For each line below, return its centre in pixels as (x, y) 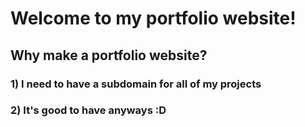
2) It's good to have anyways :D (88, 110)
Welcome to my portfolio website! (153, 18)
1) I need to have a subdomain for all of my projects (136, 84)
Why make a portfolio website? (109, 55)
